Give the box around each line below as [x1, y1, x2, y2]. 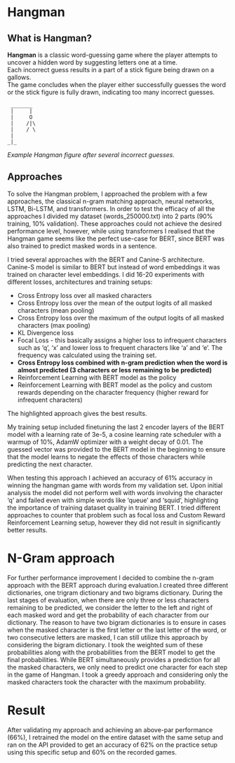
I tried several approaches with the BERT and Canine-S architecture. [7, 255, 205, 264]
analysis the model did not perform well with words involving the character [7, 488, 223, 497]
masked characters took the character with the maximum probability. [7, 677, 206, 686]
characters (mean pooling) [17, 306, 95, 314]
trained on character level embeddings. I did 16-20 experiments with [7, 270, 205, 278]
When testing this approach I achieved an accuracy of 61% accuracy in [7, 473, 213, 482]
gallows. [7, 73, 32, 81]
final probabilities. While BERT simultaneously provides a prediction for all [7, 655, 220, 663]
